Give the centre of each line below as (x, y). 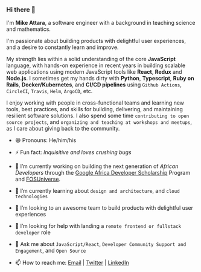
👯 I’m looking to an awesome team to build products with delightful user (104, 208)
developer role (33, 233)
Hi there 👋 (21, 10)
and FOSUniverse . (38, 179)
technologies (31, 197)
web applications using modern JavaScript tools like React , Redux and (94, 72)
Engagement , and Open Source (50, 251)
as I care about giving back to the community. (63, 129)
